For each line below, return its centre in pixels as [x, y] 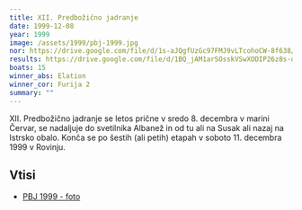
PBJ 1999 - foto [51, 197]
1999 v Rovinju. [37, 147]
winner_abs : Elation [48, 76]
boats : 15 [28, 68]
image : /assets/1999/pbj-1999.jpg [74, 43]
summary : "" [31, 92]
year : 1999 [30, 34]
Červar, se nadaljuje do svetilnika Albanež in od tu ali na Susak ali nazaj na [147, 127]
